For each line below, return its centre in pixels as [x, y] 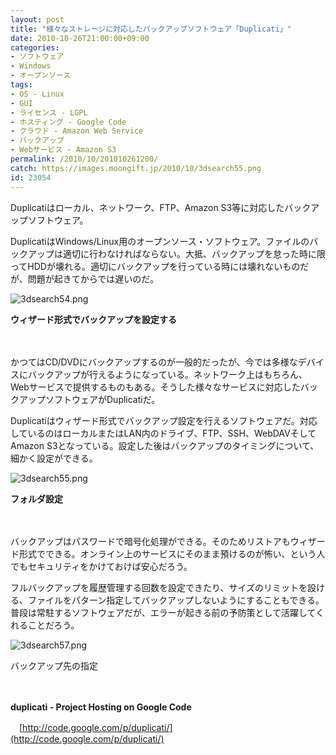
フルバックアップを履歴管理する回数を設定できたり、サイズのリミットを [159, 587]
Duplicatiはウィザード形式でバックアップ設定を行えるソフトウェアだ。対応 [164, 420]
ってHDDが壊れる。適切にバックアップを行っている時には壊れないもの [155, 266]
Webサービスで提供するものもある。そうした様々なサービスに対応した [155, 387]
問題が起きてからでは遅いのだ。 [93, 278]
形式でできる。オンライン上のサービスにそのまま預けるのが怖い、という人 [172, 553]
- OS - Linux [37, 94]
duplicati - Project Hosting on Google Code [101, 707]
